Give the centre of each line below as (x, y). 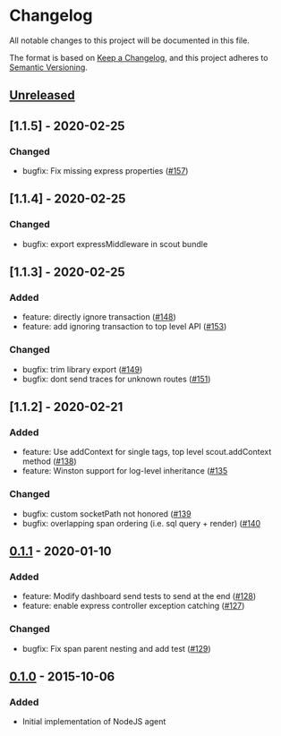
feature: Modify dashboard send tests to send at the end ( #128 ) (139, 596)
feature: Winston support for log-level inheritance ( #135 (125, 471)
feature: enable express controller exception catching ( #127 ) (133, 606)
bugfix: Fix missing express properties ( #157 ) (105, 171)
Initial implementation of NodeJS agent (94, 722)
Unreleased (43, 95)
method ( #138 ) (50, 461)
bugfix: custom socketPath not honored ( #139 (106, 513)
